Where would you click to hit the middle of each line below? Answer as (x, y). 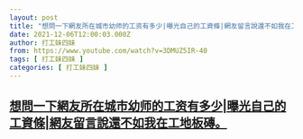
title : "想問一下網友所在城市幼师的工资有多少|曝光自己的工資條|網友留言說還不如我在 (150, 26)
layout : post (34, 17)
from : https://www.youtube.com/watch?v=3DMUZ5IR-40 (108, 51)
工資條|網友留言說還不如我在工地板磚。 (118, 123)
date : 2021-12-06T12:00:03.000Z (70, 34)
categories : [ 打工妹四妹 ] (59, 68)
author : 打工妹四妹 (42, 43)
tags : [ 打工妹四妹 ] (46, 59)
